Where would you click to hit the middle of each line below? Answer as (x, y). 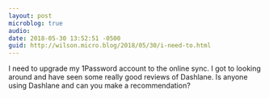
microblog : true (36, 23)
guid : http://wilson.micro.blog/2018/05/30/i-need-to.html (110, 46)
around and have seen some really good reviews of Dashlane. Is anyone (128, 77)
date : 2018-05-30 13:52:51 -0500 (65, 38)
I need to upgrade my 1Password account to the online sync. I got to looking (134, 68)
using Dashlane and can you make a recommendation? (100, 86)
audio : (19, 31)
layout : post (30, 16)
